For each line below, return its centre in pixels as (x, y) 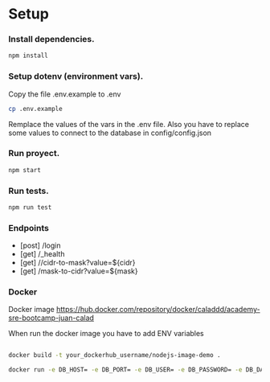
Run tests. (29, 191)
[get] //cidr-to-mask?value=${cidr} (78, 263)
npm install (28, 56)
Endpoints (29, 228)
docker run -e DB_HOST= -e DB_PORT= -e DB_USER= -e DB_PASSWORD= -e (125, 370)
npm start (25, 170)
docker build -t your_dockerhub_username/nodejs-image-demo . (115, 355)
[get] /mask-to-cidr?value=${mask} (79, 271)
